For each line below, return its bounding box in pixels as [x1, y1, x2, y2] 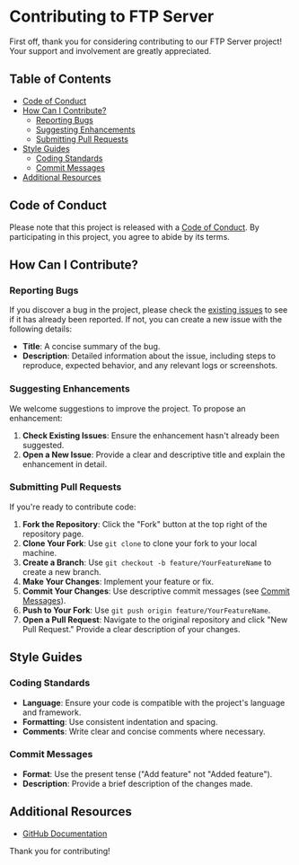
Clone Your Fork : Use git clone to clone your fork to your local [22, 537, 258, 549]
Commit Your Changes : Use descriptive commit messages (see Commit [22, 586, 290, 596]
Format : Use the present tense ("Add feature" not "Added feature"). [22, 768, 273, 779]
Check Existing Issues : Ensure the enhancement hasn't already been [22, 429, 280, 441]
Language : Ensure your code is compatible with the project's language [22, 697, 286, 708]
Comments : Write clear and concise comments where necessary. [22, 726, 266, 737]
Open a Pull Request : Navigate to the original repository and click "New [22, 613, 288, 625]
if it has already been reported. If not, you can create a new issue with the [9, 314, 283, 325]
